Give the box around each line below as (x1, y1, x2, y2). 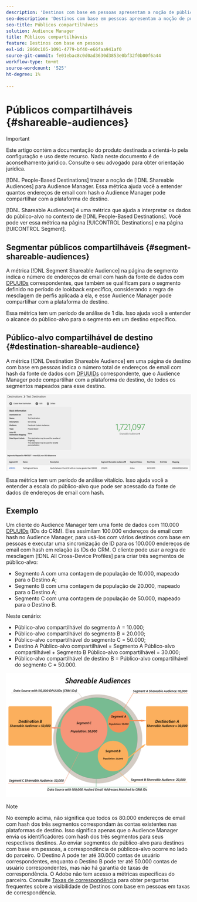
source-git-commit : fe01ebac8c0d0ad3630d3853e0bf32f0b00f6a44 (6, 53, 161, 59)
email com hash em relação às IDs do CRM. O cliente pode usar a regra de (6, 546, 186, 553)
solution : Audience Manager (6, 28, 75, 34)
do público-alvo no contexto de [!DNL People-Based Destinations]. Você (6, 213, 182, 220)
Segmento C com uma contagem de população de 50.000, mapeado (14, 595, 181, 602)
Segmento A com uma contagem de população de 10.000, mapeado (14, 570, 180, 577)
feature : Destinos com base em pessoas (6, 40, 104, 46)
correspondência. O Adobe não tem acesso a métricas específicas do (6, 870, 175, 877)
